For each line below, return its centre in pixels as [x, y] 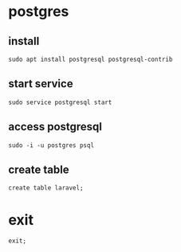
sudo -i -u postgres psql [51, 145]
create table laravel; [46, 188]
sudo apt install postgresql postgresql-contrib [90, 59]
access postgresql [55, 127]
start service [41, 84]
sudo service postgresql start [60, 102]
